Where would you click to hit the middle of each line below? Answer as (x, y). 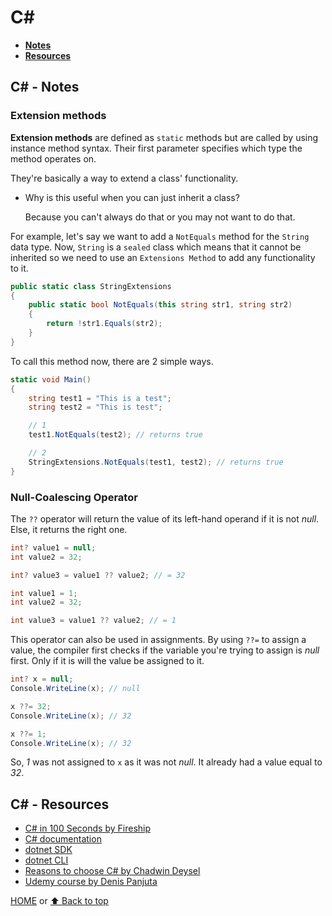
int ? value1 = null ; (53, 547)
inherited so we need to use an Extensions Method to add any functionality (163, 257)
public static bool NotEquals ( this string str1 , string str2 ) (160, 305)
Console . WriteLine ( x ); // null (75, 689)
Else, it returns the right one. (69, 529)
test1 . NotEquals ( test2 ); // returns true (115, 435)
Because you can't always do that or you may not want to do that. (160, 217)
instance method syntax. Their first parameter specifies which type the (156, 148)
